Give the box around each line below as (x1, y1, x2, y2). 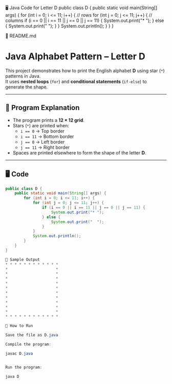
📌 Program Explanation (5, 103, 80, 112)
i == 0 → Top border (20, 128, 65, 134)
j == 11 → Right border (20, 144, 70, 150)
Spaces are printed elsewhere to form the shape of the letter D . (12, 149, 146, 155)
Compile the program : (5, 342, 52, 347)
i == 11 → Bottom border (20, 133, 74, 140)
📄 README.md (5, 33, 37, 39)
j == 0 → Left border (20, 139, 65, 145)
